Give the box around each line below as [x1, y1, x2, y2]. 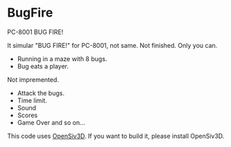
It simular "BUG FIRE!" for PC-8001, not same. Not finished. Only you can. [7, 41, 218, 49]
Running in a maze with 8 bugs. [17, 54, 108, 63]
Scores [17, 111, 38, 119]
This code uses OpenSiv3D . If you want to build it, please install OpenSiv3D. [7, 132, 225, 140]
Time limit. [17, 96, 47, 105]
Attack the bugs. [17, 89, 65, 97]
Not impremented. [7, 75, 59, 84]
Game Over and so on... [17, 118, 85, 126]
